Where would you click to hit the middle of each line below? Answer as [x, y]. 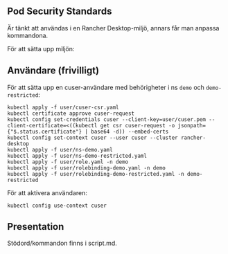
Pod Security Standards [60, 11]
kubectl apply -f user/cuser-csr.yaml [63, 107]
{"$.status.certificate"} [44, 131]
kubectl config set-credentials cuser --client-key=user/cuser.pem [107, 119]
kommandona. [28, 35]
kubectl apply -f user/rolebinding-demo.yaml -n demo [87, 168]
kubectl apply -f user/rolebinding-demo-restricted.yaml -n [96, 174]
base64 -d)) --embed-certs [130, 131]
